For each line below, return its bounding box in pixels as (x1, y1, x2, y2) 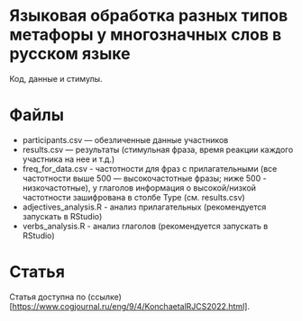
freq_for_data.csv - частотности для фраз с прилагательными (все (22, 163, 278, 174)
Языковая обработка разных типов (9, 5, 288, 26)
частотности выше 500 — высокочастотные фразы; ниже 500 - (22, 173, 268, 183)
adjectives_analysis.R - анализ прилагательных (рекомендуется (22, 201, 267, 212)
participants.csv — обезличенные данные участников (22, 134, 229, 145)
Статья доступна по (9, 291, 87, 302)
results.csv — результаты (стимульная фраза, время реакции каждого (22, 144, 294, 155)
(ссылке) (87, 291, 122, 302)
